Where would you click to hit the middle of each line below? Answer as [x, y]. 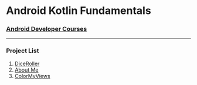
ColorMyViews [33, 76]
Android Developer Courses [47, 29]
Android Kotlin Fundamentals [79, 11]
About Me [27, 70]
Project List [23, 51]
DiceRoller [27, 63]
